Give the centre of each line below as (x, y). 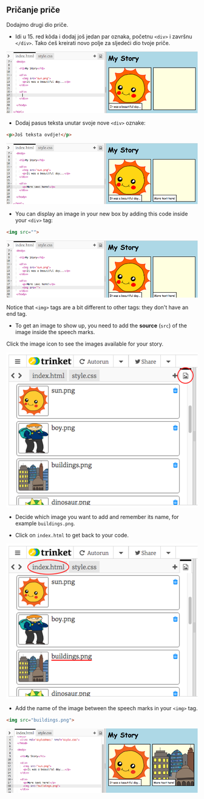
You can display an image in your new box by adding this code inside (101, 214)
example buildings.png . (45, 523)
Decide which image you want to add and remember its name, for (97, 517)
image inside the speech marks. (55, 332)
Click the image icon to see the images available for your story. (85, 344)
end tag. (17, 314)
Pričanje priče (33, 10)
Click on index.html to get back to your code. (72, 535)
